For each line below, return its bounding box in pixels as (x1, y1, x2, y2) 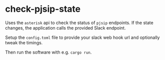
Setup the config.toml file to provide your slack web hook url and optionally (5, 34, 160, 40)
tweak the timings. (5, 39, 43, 45)
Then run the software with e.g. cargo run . (5, 49, 92, 55)
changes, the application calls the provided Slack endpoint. (5, 25, 126, 30)
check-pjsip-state (5, 3, 81, 15)
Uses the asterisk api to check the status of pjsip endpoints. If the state (5, 20, 154, 26)
